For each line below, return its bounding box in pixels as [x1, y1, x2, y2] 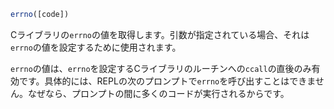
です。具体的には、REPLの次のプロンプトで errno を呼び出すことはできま [18, 75, 316, 87]
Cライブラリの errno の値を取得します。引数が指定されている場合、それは [10, 28, 310, 40]
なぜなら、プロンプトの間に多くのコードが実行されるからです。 [27, 87, 290, 99]
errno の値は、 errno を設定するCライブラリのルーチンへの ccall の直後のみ [10, 62, 312, 74]
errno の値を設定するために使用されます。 [10, 41, 182, 53]
